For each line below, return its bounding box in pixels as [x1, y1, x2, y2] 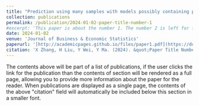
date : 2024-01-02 [6, 31, 49, 37]
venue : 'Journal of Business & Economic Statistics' [6, 36, 139, 42]
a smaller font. [6, 94, 41, 101]
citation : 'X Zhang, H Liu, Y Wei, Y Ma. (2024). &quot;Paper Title [6, 47, 179, 53]
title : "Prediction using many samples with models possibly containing [6, 8, 190, 15]
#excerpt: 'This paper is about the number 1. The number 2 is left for [6, 25, 190, 31]
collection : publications [6, 14, 70, 20]
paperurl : [6, 42, 31, 48]
